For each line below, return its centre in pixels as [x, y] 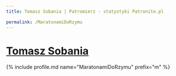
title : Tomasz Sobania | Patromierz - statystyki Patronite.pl [85, 11]
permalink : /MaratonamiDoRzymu [44, 22]
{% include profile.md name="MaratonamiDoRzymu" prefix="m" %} [88, 67]
